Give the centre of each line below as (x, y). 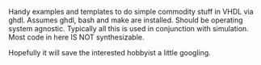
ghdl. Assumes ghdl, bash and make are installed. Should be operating (126, 20)
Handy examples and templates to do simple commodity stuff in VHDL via (131, 12)
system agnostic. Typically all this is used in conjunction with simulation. (128, 28)
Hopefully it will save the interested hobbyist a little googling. (110, 53)
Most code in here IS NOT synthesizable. (76, 37)
